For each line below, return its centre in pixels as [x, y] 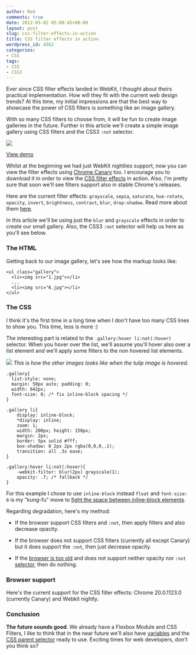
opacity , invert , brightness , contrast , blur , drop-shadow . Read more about [97, 202]
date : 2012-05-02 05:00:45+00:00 [47, 22]
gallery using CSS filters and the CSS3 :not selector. [70, 132]
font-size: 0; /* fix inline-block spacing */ [70, 394]
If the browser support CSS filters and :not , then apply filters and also [100, 522]
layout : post [22, 28]
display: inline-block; [46, 415]
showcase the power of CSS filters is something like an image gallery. [91, 108]
